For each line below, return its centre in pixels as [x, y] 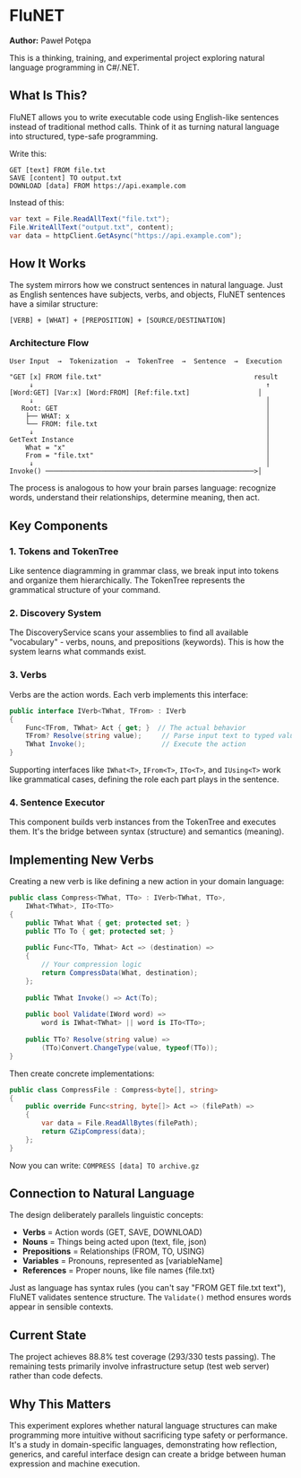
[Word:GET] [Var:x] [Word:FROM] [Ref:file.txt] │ [136, 393]
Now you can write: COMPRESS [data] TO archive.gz [104, 1165]
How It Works [48, 263]
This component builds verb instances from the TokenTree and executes [143, 822]
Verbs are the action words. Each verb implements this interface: [129, 694]
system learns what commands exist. [78, 652]
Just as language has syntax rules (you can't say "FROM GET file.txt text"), [148, 1288]
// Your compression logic [92, 965]
